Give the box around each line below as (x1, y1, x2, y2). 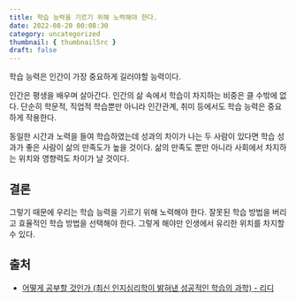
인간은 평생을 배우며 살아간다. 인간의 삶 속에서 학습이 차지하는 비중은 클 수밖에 (9, 90, 278, 101)
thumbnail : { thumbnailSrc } (9, 37, 117, 47)
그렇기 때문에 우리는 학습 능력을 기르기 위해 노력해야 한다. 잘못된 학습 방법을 (9, 206, 271, 217)
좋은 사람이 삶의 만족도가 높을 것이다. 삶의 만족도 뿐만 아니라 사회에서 (25, 143, 263, 153)
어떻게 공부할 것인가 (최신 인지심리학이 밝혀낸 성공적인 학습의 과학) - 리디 (21, 282, 275, 293)
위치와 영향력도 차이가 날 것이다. (18, 153, 130, 164)
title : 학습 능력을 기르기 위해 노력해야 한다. (9, 12, 158, 22)
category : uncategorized (9, 29, 101, 38)
